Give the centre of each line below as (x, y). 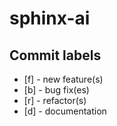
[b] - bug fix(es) (56, 90)
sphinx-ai (50, 18)
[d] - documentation (65, 111)
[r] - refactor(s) (55, 100)
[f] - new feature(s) (63, 79)
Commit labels (55, 55)
